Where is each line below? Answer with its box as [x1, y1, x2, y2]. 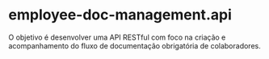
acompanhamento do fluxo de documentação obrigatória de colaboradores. [8, 40, 261, 50]
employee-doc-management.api [8, 6, 232, 24]
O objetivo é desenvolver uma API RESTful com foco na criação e [8, 32, 226, 42]
